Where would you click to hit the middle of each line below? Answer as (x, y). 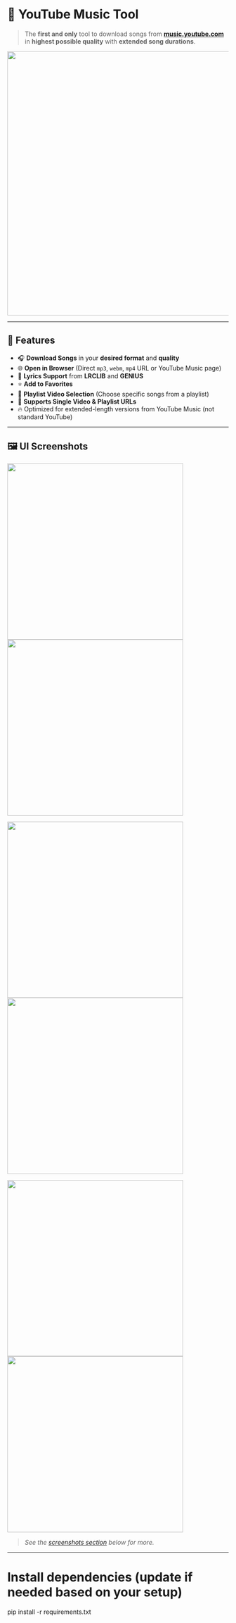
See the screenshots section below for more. (89, 1542)
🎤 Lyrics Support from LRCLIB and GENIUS (80, 375)
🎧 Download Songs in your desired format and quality (98, 358)
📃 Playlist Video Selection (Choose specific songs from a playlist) (113, 394)
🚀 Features (31, 341)
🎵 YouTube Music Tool (73, 14)
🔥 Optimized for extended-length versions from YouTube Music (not (116, 409)
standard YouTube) (45, 417)
